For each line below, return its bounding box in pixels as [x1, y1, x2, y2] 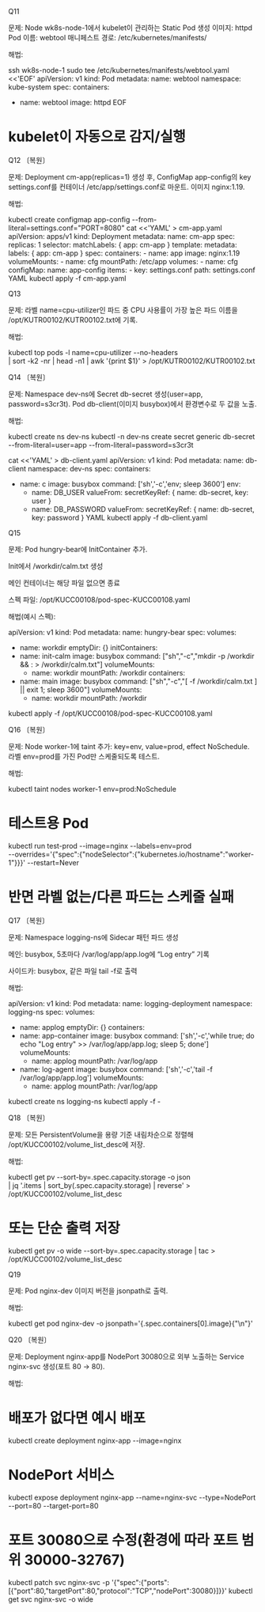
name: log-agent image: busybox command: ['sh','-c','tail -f [19, 1064, 214, 1074]
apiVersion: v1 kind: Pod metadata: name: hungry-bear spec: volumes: [8, 627, 237, 637]
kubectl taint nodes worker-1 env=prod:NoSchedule [8, 784, 176, 793]
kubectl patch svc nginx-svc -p [8, 1577, 110, 1587]
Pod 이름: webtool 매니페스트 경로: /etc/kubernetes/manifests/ [8, 33, 207, 42]
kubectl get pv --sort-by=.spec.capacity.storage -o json [8, 1172, 191, 1182]
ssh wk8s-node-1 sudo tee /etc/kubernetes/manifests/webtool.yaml [8, 66, 229, 74]
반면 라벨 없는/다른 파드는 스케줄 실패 [8, 888, 235, 906]
